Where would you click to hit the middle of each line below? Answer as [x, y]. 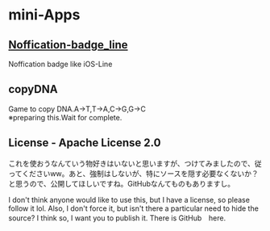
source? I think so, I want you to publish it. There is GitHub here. [117, 218]
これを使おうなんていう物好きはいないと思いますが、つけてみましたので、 [132, 163]
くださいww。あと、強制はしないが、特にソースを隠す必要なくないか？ [140, 173]
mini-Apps [44, 15]
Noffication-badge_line [68, 45]
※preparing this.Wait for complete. [65, 117]
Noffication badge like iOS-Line [60, 64]
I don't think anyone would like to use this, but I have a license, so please [129, 199]
